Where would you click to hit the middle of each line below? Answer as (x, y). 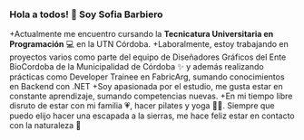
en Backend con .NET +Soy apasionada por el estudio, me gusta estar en (146, 87)
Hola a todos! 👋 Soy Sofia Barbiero (86, 14)
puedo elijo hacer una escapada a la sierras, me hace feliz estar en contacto (152, 116)
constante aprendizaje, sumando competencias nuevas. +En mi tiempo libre (151, 96)
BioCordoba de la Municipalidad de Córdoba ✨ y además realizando (137, 67)
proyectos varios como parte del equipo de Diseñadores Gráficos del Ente (148, 57)
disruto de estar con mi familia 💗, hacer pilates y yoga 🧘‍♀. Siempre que (142, 106)
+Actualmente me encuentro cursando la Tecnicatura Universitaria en (142, 34)
